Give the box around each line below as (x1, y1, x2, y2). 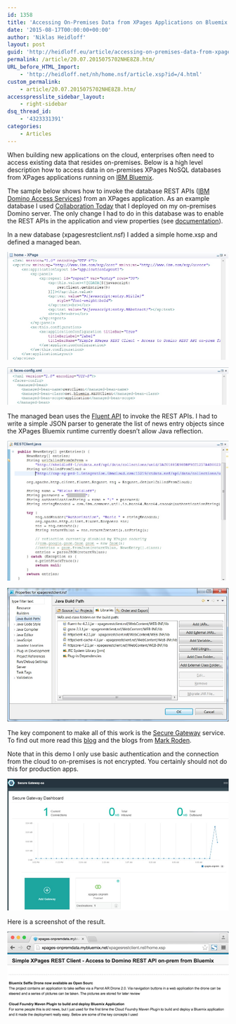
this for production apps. (7, 765, 79, 773)
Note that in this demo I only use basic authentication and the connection (7, 750, 219, 758)
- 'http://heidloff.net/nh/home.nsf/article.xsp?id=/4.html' (20, 70, 202, 78)
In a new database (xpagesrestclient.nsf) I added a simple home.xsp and (7, 230, 218, 239)
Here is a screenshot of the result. (7, 917, 106, 926)
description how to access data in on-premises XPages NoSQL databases (7, 166, 221, 174)
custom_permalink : (7, 78, 61, 85)
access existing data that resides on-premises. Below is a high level (7, 158, 204, 166)
